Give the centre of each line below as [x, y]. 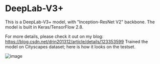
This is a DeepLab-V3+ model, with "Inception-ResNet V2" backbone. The [80, 22]
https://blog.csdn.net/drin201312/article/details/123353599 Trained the [77, 41]
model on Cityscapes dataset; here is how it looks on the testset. [70, 47]
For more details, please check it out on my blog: [54, 36]
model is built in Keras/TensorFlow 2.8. [44, 27]
